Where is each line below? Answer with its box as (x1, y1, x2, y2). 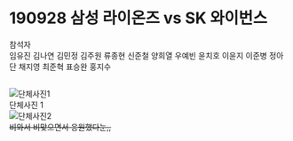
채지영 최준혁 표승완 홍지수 (18, 61, 112, 72)
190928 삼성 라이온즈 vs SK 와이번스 (9, 8, 268, 28)
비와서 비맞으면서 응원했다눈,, (9, 121, 112, 133)
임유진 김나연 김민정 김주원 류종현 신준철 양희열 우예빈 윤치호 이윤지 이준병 (9, 50, 268, 60)
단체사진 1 (9, 99, 44, 111)
